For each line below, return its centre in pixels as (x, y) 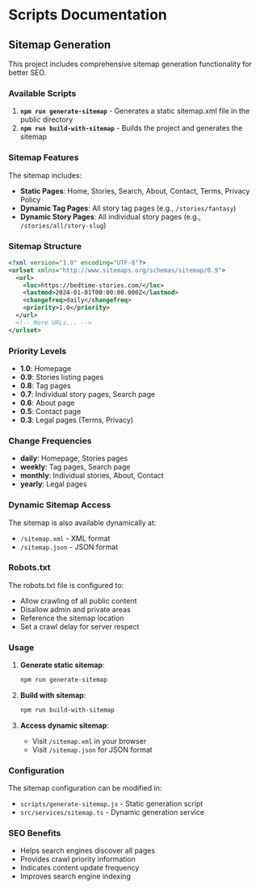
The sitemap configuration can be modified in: (85, 788)
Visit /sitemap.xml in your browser (89, 741)
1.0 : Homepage (46, 368)
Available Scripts (42, 93)
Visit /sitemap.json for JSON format (92, 749)
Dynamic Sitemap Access (60, 505)
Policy (30, 199)
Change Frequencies (50, 440)
